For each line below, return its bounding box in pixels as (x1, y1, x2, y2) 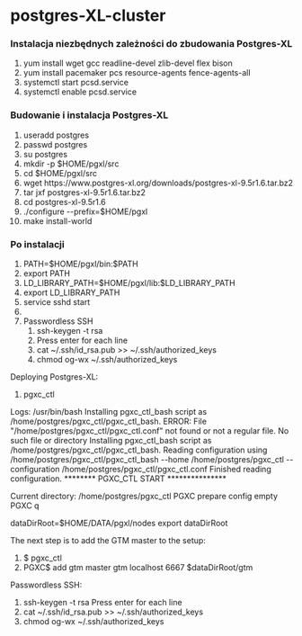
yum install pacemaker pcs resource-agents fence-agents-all (22, 67, 251, 78)
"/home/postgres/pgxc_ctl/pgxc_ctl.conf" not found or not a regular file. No (10, 425, 289, 436)
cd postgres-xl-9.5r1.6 (22, 196, 106, 207)
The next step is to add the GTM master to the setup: (10, 535, 206, 546)
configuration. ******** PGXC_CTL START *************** (10, 473, 227, 484)
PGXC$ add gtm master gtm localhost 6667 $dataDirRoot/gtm (22, 562, 253, 573)
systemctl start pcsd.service (22, 77, 129, 88)
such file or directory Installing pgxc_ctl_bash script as (10, 435, 212, 446)
